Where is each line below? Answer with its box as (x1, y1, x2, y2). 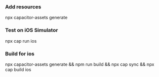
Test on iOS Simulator (5, 27, 58, 34)
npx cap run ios (5, 38, 37, 44)
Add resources (5, 3, 41, 10)
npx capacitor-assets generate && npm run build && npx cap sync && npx (5, 61, 155, 67)
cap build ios (5, 66, 31, 72)
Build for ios (5, 50, 35, 57)
